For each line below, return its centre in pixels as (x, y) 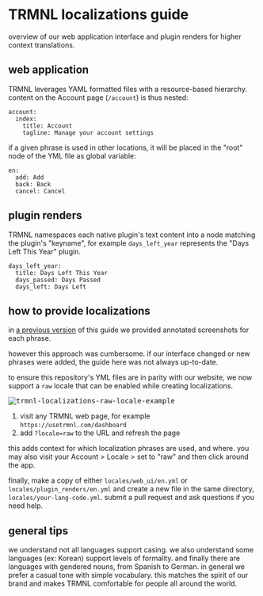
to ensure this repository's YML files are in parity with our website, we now (130, 377)
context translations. (42, 44)
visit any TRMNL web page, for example (85, 416)
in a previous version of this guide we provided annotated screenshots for (129, 330)
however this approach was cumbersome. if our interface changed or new (130, 353)
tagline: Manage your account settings (88, 132)
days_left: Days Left (51, 287)
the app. (22, 465)
